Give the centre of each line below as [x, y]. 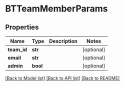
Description [63, 41]
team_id [17, 49]
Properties [22, 27]
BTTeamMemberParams [56, 9]
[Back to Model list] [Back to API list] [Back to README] [62, 78]
